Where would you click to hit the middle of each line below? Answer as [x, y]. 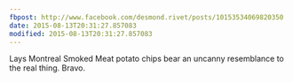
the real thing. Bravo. [48, 68]
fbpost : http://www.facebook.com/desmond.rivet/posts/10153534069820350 [146, 17]
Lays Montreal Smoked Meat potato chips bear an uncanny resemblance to [146, 59]
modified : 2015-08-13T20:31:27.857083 [81, 34]
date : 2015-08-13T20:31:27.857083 [73, 26]
